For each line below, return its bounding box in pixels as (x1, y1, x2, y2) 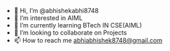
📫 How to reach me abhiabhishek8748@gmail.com (13, 37, 163, 44)
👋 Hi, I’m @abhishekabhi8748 (13, 7, 99, 14)
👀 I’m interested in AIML (13, 14, 83, 22)
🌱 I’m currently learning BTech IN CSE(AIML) (13, 21, 142, 29)
